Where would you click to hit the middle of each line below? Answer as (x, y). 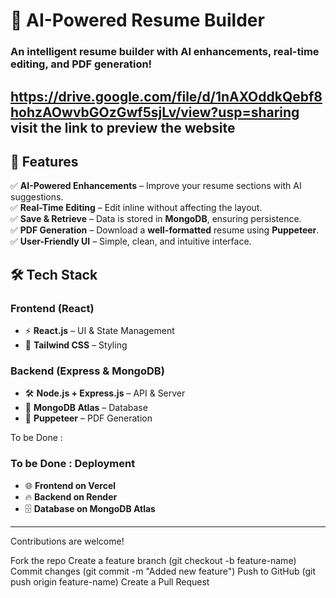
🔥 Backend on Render (71, 496)
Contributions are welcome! (67, 541)
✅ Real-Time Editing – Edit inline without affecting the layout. (136, 208)
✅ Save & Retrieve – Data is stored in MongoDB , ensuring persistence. (156, 219)
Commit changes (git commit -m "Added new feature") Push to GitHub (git (163, 571)
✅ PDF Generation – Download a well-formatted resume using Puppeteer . (165, 230)
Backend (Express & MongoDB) (87, 371)
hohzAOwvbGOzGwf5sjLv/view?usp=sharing (155, 112)
